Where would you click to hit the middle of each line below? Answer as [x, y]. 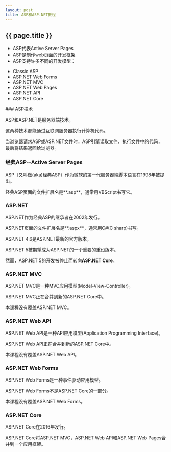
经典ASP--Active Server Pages [44, 162]
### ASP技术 [19, 109]
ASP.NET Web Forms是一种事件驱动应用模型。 [54, 380]
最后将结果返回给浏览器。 [32, 148]
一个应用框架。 [30, 444]
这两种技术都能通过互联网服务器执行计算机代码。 [57, 131]
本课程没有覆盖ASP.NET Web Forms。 [45, 401]
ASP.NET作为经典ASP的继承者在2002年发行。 [54, 217]
